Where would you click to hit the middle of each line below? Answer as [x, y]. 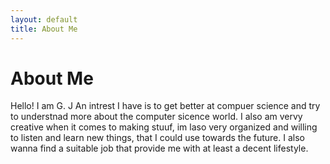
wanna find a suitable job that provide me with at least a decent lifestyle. [159, 148]
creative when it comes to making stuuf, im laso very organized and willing [164, 127]
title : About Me [44, 29]
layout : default [44, 19]
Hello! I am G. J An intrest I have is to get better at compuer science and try [165, 106]
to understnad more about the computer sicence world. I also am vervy [156, 117]
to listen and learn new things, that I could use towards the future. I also [157, 138]
